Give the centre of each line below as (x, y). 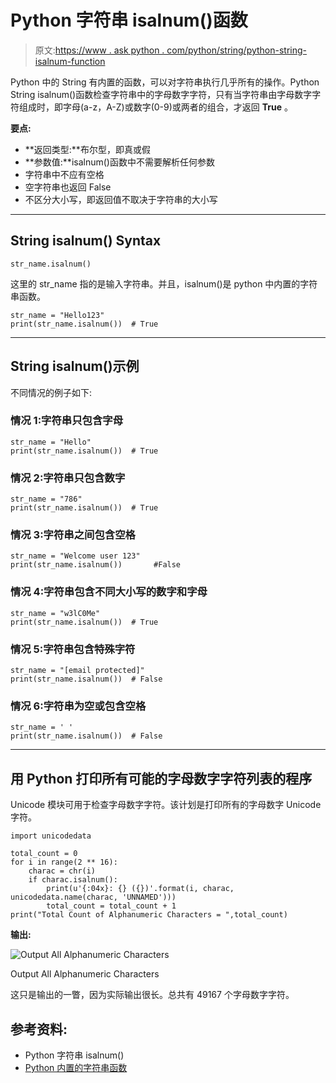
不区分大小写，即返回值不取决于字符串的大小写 (121, 199)
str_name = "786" (46, 499)
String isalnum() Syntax (86, 241)
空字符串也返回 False (68, 187)
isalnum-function (70, 61)
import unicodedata (51, 836)
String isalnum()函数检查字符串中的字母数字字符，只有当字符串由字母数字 (161, 94)
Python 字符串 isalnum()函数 (129, 20)
